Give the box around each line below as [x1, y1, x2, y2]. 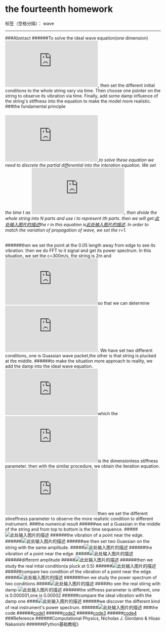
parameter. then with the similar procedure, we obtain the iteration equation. [5, 463, 160, 469]
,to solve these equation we [98, 157, 154, 163]
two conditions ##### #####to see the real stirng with [5, 581, 161, 587]
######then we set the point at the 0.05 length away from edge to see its [5, 243, 156, 248]
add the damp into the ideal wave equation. [5, 363, 93, 369]
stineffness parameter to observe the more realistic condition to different [5, 516, 153, 522]
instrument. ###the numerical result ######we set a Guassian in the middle [5, 521, 161, 527]
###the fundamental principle [5, 103, 66, 109]
